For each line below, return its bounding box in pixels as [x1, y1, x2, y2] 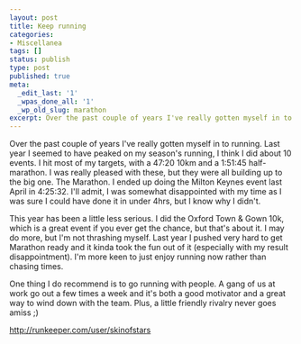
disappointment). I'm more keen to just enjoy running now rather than [9, 251, 267, 262]
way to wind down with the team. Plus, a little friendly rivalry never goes [9, 298, 277, 309]
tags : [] [9, 47, 42, 56]
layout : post [9, 13, 59, 23]
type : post [9, 64, 50, 73]
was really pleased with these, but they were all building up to [53, 167, 283, 178]
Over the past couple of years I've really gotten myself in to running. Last [9, 139, 281, 149]
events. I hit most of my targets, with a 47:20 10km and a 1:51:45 [9, 158, 247, 168]
